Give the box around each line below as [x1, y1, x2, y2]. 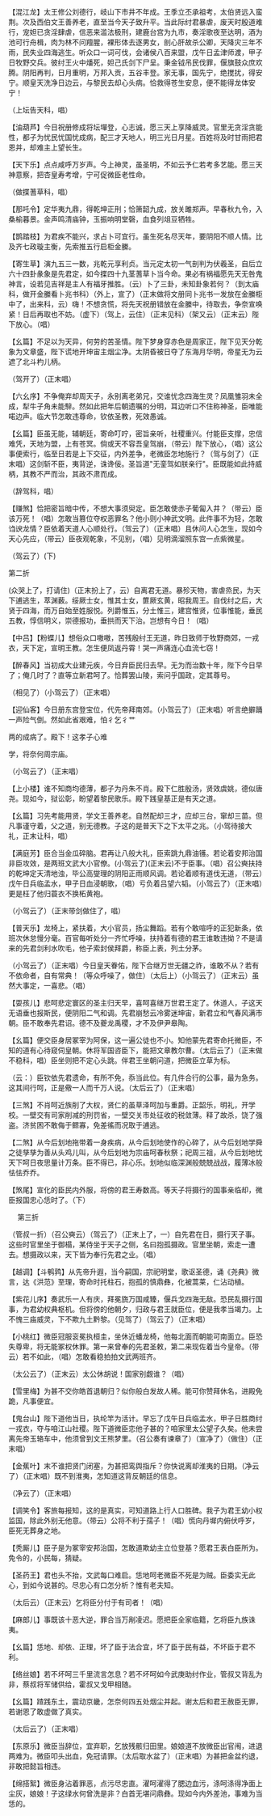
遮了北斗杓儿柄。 [8, 357, 65, 366]
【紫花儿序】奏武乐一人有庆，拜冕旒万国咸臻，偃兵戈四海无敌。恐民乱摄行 [8, 1294, 256, 1304]
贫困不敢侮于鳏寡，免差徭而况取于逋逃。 [29, 1120, 164, 1130]
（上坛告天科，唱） [8, 105, 73, 115]
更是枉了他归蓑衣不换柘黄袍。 [8, 889, 107, 898]
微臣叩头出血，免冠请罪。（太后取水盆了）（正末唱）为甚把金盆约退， [35, 1751, 263, 1761]
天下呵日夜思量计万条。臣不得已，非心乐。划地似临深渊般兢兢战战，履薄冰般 [8, 1158, 263, 1167]
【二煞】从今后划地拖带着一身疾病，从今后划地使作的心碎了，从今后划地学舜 [8, 1137, 263, 1147]
